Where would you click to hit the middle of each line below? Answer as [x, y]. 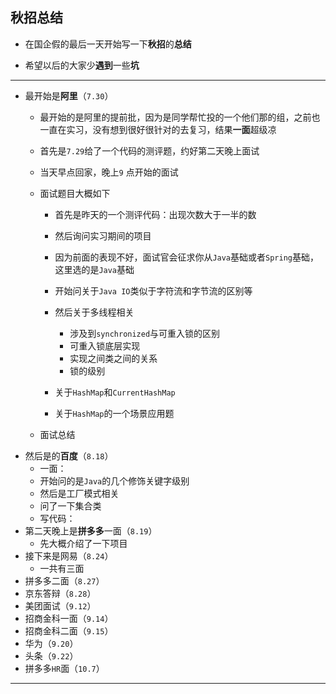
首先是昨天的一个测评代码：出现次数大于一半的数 [155, 214]
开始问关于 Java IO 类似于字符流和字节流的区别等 [153, 290]
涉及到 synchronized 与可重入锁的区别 [145, 333]
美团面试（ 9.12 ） [60, 605]
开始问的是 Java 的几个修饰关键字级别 [114, 480]
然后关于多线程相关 [94, 312]
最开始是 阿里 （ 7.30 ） [69, 95]
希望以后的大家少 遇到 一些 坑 [82, 65]
